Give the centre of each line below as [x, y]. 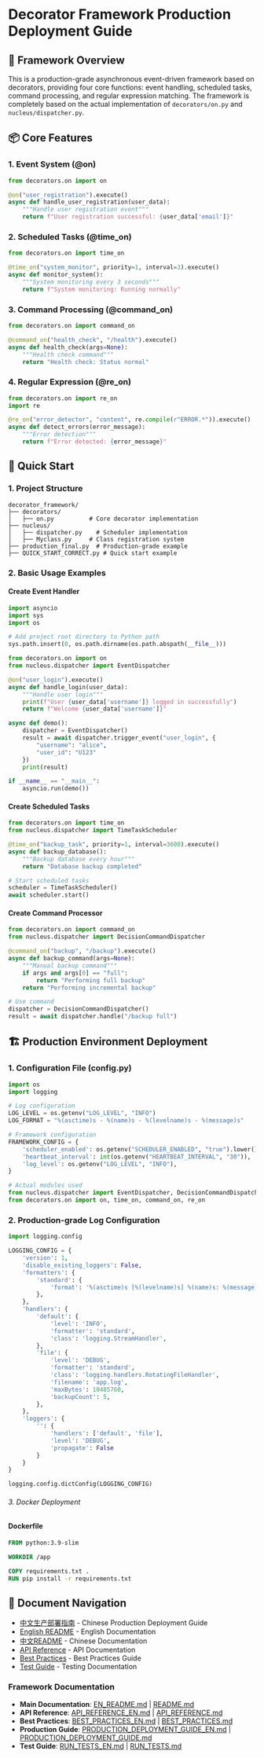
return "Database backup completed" [82, 866]
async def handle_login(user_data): [68, 687]
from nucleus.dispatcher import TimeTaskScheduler [93, 831]
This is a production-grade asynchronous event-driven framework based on [131, 79]
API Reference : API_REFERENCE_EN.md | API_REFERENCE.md [121, 1712]
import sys [26, 615]
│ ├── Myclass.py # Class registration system [96, 539]
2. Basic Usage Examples [57, 573]
